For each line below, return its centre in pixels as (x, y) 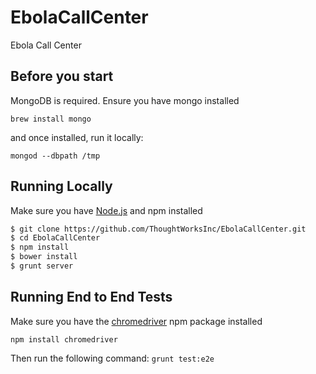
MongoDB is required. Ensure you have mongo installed (125, 100)
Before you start (62, 76)
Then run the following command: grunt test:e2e (112, 358)
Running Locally (61, 186)
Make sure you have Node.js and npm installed (106, 210)
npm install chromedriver (64, 339)
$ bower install (44, 257)
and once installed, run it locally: (77, 137)
